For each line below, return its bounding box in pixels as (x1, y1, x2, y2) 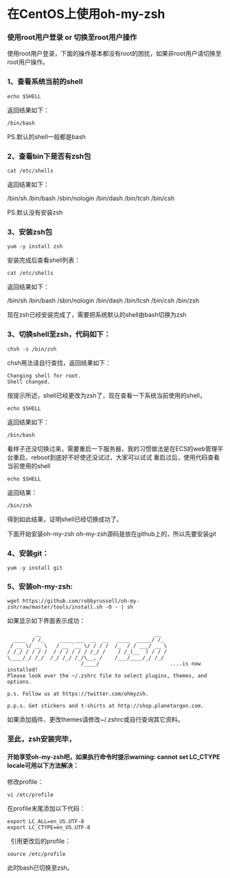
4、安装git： (7, 548, 49, 558)
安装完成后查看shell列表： (7, 256, 81, 265)
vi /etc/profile (7, 791, 54, 798)
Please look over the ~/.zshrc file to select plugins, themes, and (7, 672, 207, 679)
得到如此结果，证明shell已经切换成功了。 (7, 515, 123, 523)
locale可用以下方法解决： (7, 761, 80, 769)
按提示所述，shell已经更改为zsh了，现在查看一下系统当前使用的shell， (7, 391, 206, 399)
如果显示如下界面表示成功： (7, 617, 86, 625)
